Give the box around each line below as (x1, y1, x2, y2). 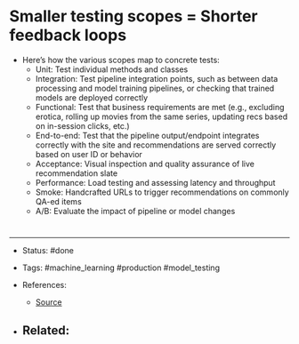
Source (35, 297, 62, 308)
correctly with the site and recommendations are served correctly (35, 140, 277, 150)
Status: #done (21, 245, 74, 256)
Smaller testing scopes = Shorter (9, 6, 258, 27)
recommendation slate (35, 167, 118, 179)
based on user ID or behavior (35, 148, 142, 159)
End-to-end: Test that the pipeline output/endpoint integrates (35, 130, 260, 140)
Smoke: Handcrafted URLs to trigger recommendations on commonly (35, 187, 289, 197)
